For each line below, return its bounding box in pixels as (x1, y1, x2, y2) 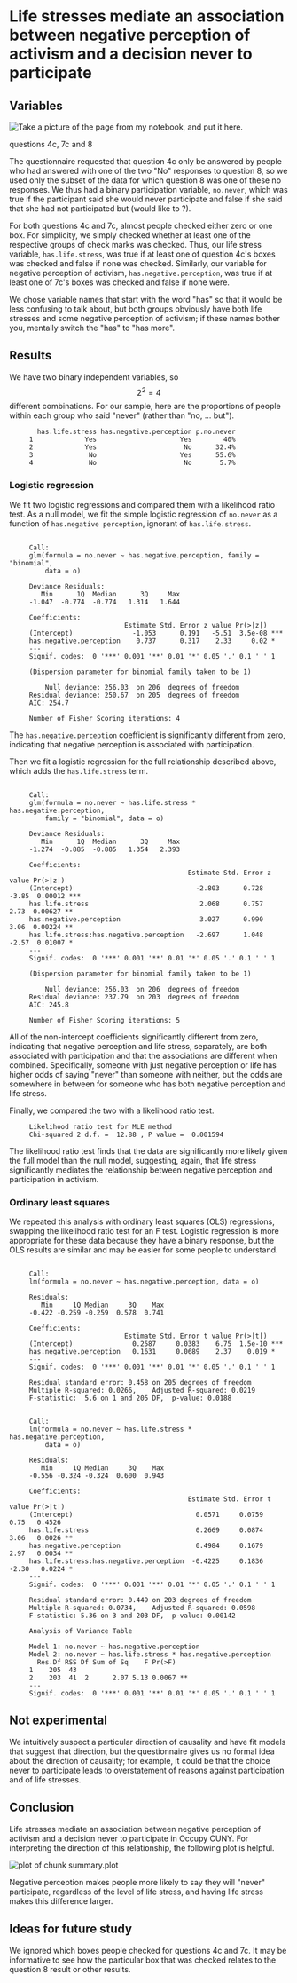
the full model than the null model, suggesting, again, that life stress (9, 1155, 257, 1165)
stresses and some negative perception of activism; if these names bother (9, 313, 281, 323)
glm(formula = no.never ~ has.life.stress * (28, 798, 197, 807)
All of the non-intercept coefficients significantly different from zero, (9, 1031, 259, 1042)
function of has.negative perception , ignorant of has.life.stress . (9, 517, 251, 529)
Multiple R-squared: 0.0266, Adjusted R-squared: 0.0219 (28, 1387, 255, 1395)
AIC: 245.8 (28, 1000, 69, 1009)
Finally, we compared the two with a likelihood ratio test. (9, 1105, 215, 1116)
